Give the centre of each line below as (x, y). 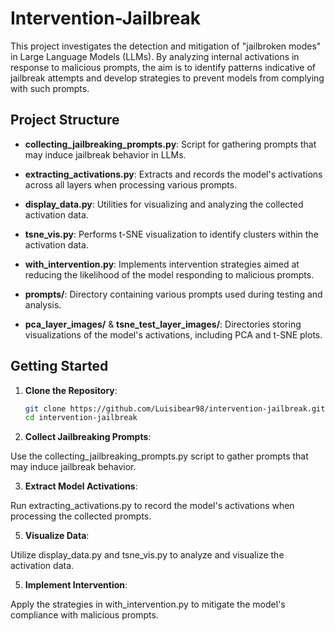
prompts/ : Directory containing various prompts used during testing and (173, 294)
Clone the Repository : (71, 390)
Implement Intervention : (76, 585)
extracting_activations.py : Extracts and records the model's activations (173, 174)
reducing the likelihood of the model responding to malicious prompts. (169, 274)
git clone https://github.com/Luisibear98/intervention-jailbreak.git (175, 408)
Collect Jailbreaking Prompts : (88, 437)
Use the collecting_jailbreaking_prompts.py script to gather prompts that (159, 456)
